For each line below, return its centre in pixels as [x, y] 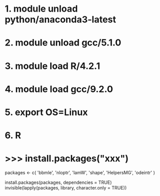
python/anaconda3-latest [60, 19]
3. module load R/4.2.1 [53, 66]
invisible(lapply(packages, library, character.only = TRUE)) [66, 188]
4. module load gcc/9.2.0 [59, 89]
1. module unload [41, 9]
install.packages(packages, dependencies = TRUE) [58, 182]
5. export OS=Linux [46, 112]
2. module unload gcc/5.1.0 [63, 43]
